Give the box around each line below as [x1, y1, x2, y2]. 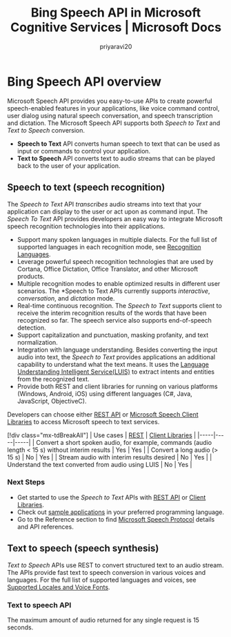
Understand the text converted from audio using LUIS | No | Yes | [7, 460, 192, 468]
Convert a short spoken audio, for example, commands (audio [35, 438, 212, 446]
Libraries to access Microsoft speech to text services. [7, 417, 160, 426]
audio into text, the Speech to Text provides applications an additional [17, 352, 216, 361]
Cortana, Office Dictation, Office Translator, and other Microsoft [17, 265, 199, 273]
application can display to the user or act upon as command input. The [7, 207, 208, 216]
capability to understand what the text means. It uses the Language [17, 360, 209, 368]
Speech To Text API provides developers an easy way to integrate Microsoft [7, 214, 223, 222]
